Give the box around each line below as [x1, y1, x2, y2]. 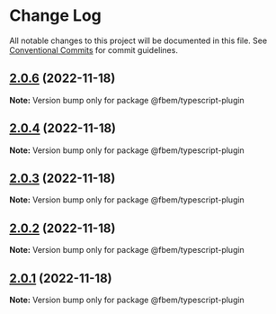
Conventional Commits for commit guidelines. [9, 44, 178, 55]
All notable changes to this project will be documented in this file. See [9, 35, 268, 46]
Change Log [9, 5, 102, 26]
